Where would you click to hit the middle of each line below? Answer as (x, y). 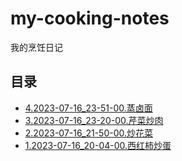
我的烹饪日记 (36, 47)
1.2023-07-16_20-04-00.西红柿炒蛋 (98, 145)
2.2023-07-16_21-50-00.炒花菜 (88, 133)
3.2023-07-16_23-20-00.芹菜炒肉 (94, 120)
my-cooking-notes (90, 18)
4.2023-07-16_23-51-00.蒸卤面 (88, 108)
